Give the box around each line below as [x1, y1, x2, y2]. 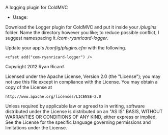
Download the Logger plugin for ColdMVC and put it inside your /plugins [5, 24, 157, 30]
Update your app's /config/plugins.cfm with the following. [5, 45, 126, 50]
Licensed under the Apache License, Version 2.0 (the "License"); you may [5, 73, 161, 79]
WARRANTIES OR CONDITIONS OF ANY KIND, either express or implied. [5, 114, 157, 120]
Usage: [12, 14, 28, 20]
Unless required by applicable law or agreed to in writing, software [5, 103, 145, 109]
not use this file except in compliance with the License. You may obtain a [5, 79, 158, 85]
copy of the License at [5, 84, 52, 90]
